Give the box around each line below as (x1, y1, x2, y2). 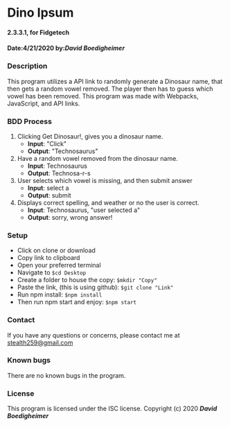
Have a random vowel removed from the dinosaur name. (17, 154, 178, 162)
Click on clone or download (17, 246, 96, 254)
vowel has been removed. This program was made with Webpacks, (7, 91, 199, 100)
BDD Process (7, 116, 52, 126)
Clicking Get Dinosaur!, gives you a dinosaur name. (17, 132, 163, 140)
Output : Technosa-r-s (27, 168, 91, 177)
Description (7, 61, 48, 71)
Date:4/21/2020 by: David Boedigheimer (7, 44, 125, 53)
